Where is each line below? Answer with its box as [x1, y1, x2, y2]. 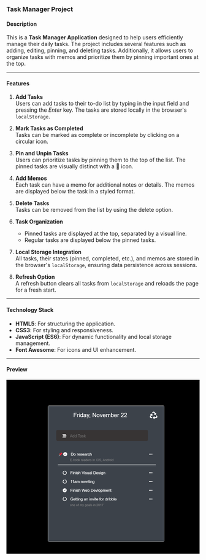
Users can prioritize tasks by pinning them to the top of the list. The [15, 156, 186, 164]
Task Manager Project [6, 5, 74, 14]
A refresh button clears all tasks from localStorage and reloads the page [15, 280, 199, 287]
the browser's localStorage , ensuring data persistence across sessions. [15, 262, 197, 269]
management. [15, 340, 51, 347]
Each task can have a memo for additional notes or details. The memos [15, 181, 195, 189]
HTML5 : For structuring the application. [15, 320, 115, 327]
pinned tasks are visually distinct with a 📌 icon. [15, 163, 134, 170]
